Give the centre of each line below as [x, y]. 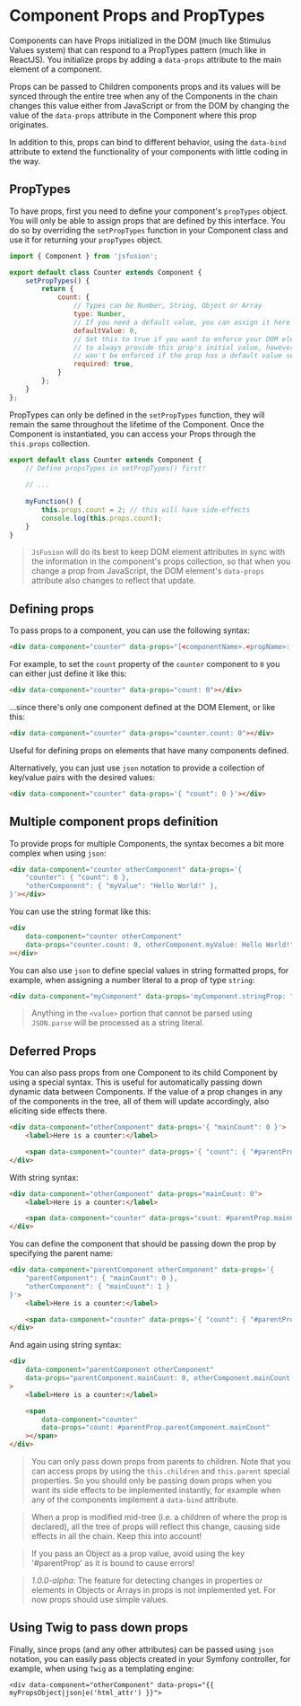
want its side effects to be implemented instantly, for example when [156, 1491]
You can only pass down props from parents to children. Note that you [161, 1462]
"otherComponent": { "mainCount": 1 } [98, 1286]
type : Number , [99, 314]
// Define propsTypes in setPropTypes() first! [116, 468]
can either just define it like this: [68, 673]
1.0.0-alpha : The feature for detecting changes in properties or [147, 1580]
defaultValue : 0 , [106, 330]
